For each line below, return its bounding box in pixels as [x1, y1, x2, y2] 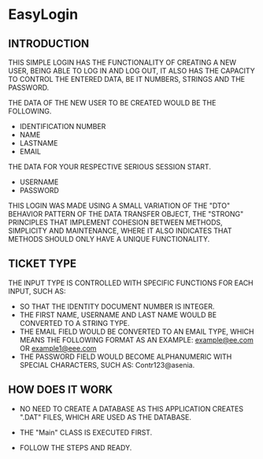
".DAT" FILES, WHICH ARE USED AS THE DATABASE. [19, 412, 191, 422]
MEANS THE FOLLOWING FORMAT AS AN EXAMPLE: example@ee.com [19, 335, 254, 344]
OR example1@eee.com [19, 343, 97, 353]
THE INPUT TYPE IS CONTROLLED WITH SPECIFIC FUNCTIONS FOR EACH [8, 278, 254, 287]
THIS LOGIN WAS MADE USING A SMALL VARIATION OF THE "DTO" [8, 201, 231, 210]
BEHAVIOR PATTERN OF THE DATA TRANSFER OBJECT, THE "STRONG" [8, 209, 244, 218]
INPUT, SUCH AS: [8, 286, 66, 296]
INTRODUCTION [8, 37, 90, 50]
